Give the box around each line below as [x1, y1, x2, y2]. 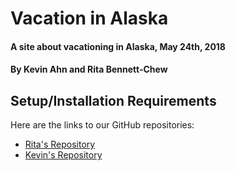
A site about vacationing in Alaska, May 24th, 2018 [10, 40, 226, 52]
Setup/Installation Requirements [10, 92, 217, 109]
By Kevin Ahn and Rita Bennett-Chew [10, 63, 168, 76]
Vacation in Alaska [10, 7, 169, 30]
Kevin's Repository [24, 149, 103, 161]
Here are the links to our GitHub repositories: [10, 119, 195, 131]
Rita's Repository [24, 138, 96, 151]
